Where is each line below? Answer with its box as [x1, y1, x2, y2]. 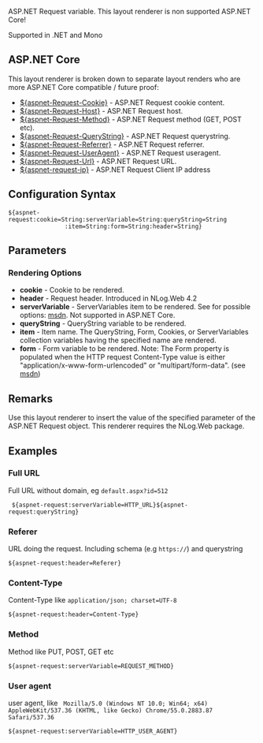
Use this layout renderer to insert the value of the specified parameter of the [8, 413, 256, 423]
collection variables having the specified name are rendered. [19, 335, 217, 345]
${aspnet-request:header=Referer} [8, 559, 122, 567]
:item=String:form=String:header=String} [64, 222, 202, 230]
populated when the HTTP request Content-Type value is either [19, 353, 226, 362]
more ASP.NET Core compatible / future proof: [8, 82, 159, 91]
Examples [8, 444, 57, 457]
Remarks [8, 392, 54, 405]
